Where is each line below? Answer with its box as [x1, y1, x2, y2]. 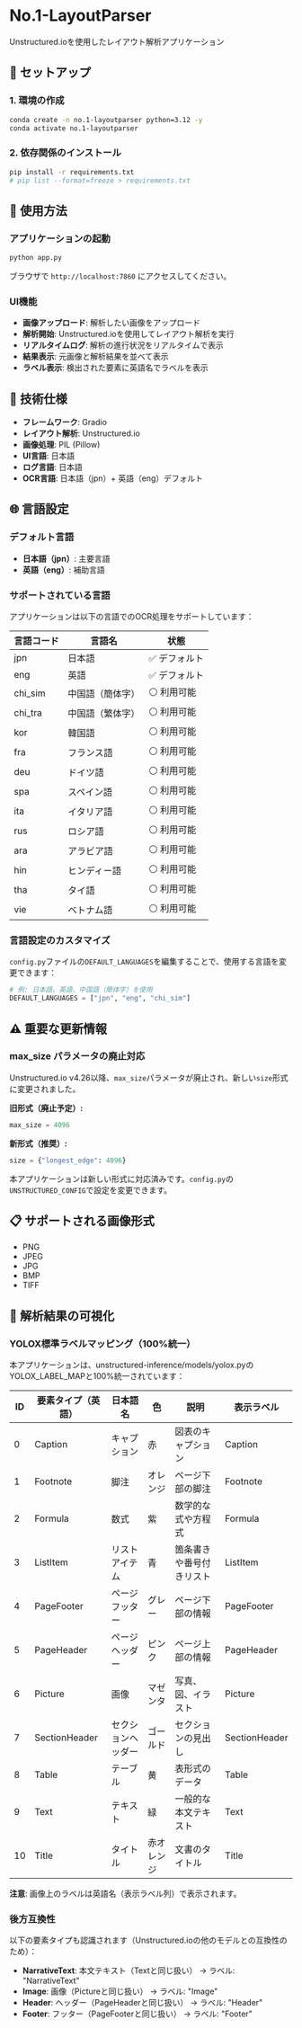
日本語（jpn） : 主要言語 [22, 553, 111, 564]
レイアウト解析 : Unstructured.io [22, 428, 141, 439]
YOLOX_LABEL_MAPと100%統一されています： [9, 1371, 185, 1382]
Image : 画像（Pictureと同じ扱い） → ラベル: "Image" [22, 1986, 218, 1997]
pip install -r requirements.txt [9, 167, 135, 176]
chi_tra [13, 707, 43, 719]
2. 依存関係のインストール [9, 147, 121, 159]
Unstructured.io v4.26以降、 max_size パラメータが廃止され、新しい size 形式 [9, 1072, 289, 1083]
